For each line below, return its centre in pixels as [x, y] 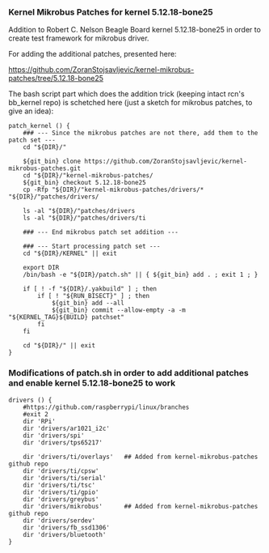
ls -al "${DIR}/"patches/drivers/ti [85, 218]
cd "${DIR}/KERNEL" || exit [70, 253]
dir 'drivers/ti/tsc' [59, 485]
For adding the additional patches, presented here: [92, 54]
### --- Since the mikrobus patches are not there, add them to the [141, 133]
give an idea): [31, 111]
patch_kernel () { [39, 126]
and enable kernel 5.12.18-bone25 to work [92, 383]
